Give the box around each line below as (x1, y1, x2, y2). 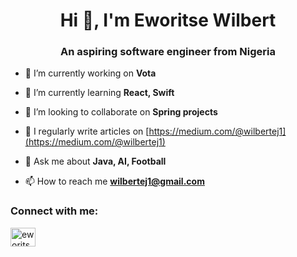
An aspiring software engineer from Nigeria (59, 45, 277, 59)
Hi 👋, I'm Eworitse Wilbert (59, 9, 277, 32)
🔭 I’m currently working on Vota (24, 67, 157, 79)
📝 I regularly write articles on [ (24, 125, 150, 138)
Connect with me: (10, 204, 99, 218)
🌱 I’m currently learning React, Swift (24, 87, 175, 99)
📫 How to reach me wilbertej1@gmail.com (24, 175, 205, 188)
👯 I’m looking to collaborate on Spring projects (24, 106, 218, 118)
